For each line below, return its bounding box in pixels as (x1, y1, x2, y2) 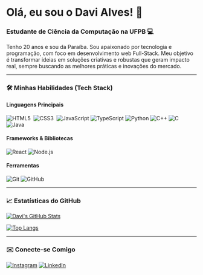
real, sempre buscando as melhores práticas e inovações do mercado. (6, 63, 182, 70)
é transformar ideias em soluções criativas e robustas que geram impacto (6, 56, 190, 63)
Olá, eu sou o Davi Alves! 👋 (6, 5, 143, 19)
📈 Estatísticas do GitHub (6, 196, 81, 205)
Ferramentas (6, 162, 39, 169)
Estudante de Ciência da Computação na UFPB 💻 (6, 27, 154, 36)
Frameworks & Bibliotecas (6, 135, 74, 142)
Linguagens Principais (6, 101, 64, 108)
